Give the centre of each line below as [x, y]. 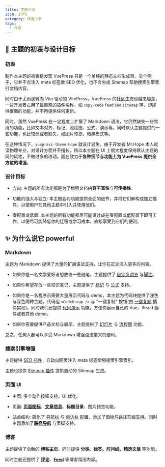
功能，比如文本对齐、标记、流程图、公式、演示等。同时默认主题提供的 [84, 127]
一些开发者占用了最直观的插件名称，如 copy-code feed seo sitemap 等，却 [79, 105]
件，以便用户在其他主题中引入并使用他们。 [55, 205]
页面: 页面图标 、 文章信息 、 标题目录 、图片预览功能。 [65, 407]
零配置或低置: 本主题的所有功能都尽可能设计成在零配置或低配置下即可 [82, 215]
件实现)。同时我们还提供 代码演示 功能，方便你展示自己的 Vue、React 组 [85, 307]
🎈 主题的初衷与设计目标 [40, 49]
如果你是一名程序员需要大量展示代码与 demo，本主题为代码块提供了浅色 [85, 295]
